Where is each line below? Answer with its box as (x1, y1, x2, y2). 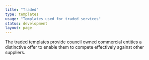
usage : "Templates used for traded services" (5, 16, 101, 21)
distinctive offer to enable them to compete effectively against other (5, 44, 144, 50)
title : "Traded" (5, 7, 39, 12)
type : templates (5, 12, 39, 17)
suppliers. (5, 50, 26, 56)
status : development (5, 21, 48, 26)
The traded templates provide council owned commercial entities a (5, 39, 142, 45)
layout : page (5, 26, 32, 30)
